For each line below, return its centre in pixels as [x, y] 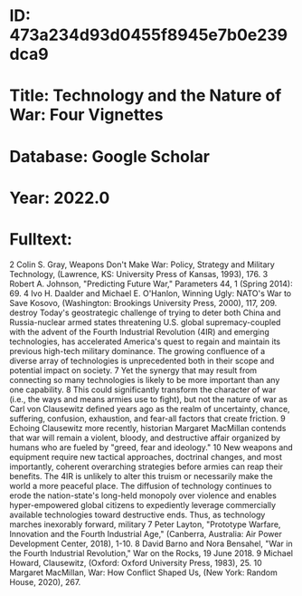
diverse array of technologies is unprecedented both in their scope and [142, 360]
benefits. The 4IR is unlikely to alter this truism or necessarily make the [141, 476]
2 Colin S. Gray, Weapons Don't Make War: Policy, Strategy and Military [142, 264]
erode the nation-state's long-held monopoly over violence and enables [143, 495]
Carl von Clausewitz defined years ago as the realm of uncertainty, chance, [150, 409]
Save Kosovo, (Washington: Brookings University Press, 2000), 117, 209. [143, 303]
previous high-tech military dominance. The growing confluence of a [137, 351]
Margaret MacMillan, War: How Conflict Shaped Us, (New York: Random [144, 572]
